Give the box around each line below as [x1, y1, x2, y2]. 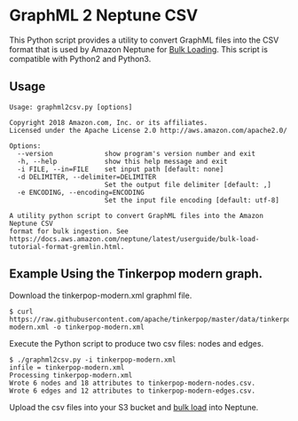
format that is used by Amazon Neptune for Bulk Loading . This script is [9, 43, 269, 54]
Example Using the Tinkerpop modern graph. [9, 267, 263, 282]
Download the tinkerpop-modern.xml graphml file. [9, 290, 192, 300]
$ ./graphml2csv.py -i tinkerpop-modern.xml [9, 355, 176, 364]
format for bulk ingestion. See [9, 227, 129, 236]
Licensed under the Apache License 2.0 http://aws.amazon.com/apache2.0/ [9, 126, 288, 135]
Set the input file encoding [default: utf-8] [104, 196, 279, 205]
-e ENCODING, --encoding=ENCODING [17, 188, 145, 197]
